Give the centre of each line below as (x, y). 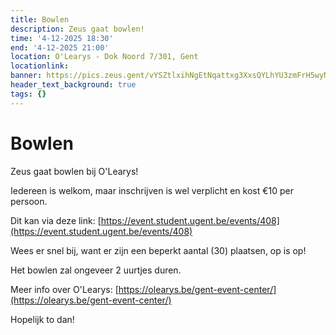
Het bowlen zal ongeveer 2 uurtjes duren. (96, 270)
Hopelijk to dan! (42, 319)
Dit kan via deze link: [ (56, 220)
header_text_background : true (73, 85)
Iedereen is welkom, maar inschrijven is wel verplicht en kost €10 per (152, 190)
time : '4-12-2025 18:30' (62, 38)
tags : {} (28, 94)
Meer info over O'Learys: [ (64, 289)
